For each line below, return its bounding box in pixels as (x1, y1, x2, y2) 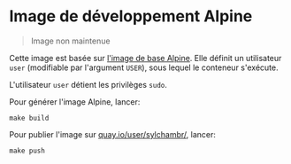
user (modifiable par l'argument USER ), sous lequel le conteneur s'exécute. (9, 62, 279, 73)
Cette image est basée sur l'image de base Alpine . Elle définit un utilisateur (9, 52, 282, 63)
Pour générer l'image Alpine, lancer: (9, 96, 141, 107)
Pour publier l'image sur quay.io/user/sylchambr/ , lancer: (9, 129, 217, 139)
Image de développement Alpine (9, 6, 253, 27)
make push (9, 146, 46, 155)
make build (9, 113, 50, 122)
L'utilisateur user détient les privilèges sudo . (9, 79, 168, 90)
